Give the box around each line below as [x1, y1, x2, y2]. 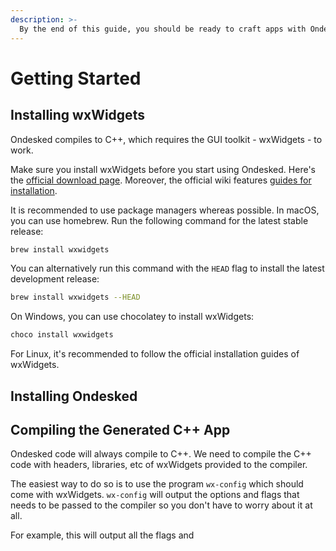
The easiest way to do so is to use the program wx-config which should [10, 478, 304, 490]
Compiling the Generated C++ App [10, 421, 231, 438]
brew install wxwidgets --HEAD [10, 292, 141, 303]
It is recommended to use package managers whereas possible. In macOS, [10, 204, 320, 216]
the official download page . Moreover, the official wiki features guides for [10, 174, 312, 186]
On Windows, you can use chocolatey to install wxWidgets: [10, 311, 255, 323]
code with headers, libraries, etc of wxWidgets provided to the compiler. [10, 459, 308, 471]
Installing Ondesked [10, 387, 138, 405]
